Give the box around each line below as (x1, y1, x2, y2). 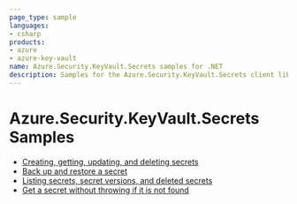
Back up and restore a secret (21, 165, 128, 177)
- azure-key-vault (9, 54, 77, 63)
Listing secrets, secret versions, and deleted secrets (21, 175, 213, 185)
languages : (9, 21, 49, 30)
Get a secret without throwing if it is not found (21, 185, 190, 195)
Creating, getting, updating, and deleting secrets (21, 156, 199, 167)
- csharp (9, 29, 42, 38)
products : (9, 37, 46, 47)
